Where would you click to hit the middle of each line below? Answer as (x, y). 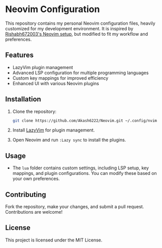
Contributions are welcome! (34, 212)
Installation (23, 99)
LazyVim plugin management (43, 67)
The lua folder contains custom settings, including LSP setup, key (81, 168)
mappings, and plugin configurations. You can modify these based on (85, 173)
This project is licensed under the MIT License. (54, 240)
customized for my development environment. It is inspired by (69, 28)
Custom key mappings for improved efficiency (60, 78)
